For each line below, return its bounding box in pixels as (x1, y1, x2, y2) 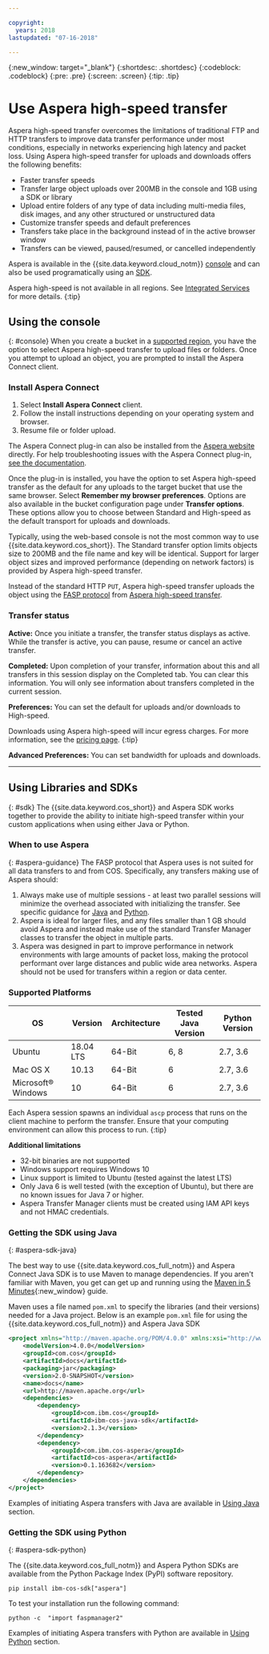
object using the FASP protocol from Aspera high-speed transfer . (8, 590, 223, 600)
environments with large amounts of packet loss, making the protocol (19, 950, 249, 959)
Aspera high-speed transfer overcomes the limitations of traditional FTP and (8, 126, 259, 136)
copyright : (8, 18, 45, 26)
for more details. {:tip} (8, 292, 81, 302)
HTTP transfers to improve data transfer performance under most (8, 134, 225, 144)
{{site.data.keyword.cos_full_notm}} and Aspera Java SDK (8, 1319, 200, 1328)
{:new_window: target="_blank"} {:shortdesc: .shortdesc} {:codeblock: (8, 63, 242, 72)
